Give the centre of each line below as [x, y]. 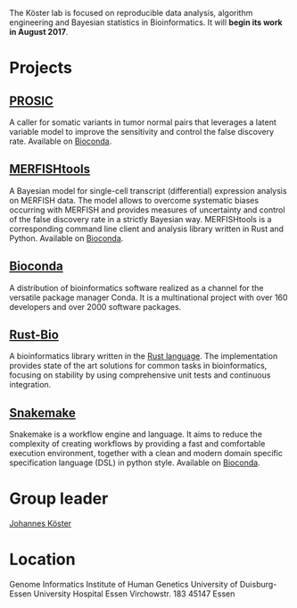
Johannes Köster [41, 524]
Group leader [59, 499]
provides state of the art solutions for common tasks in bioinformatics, [138, 366]
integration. [30, 385]
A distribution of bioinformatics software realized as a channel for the [136, 287]
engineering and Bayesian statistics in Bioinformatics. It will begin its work [146, 22]
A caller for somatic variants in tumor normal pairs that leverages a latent [143, 122]
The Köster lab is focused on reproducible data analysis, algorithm [131, 13]
